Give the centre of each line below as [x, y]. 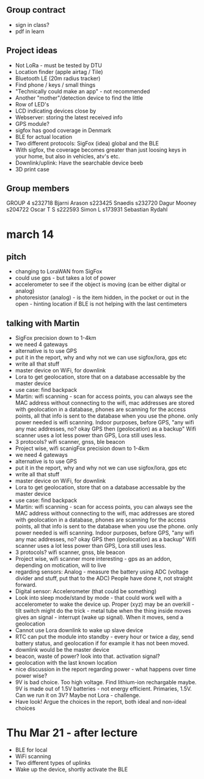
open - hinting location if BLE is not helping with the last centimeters [101, 304]
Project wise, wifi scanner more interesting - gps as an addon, [93, 559]
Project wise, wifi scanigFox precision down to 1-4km [82, 448]
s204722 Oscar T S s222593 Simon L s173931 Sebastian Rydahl [87, 210]
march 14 [30, 234]
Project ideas [32, 50]
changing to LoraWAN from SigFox [59, 271]
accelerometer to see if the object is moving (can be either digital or [100, 284]
